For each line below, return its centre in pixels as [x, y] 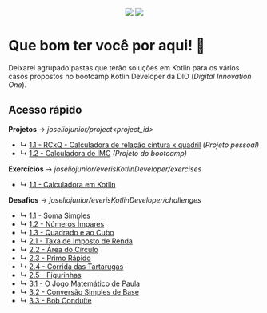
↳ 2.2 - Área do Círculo [59, 249]
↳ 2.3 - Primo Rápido [55, 258]
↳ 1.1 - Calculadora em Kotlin [68, 184]
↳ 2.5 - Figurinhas [50, 275]
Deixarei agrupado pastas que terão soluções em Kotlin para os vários [124, 67]
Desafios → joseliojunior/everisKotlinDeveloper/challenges [105, 199]
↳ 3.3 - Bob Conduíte [56, 300]
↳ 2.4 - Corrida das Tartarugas [72, 266]
